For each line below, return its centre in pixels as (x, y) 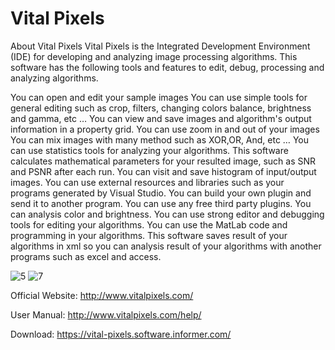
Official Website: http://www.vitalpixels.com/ (102, 295)
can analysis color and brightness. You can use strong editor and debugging (167, 214)
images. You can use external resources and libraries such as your (147, 182)
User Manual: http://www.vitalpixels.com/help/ (106, 314)
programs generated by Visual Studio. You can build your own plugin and (161, 193)
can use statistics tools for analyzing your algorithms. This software (149, 150)
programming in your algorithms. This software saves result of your (149, 235)
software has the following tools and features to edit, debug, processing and (167, 67)
